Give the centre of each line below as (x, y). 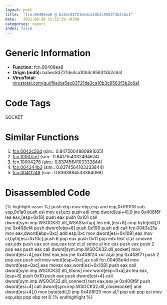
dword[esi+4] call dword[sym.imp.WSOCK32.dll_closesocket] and (73, 286)
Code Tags (28, 103)
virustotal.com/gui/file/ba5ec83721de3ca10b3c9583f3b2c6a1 (76, 83)
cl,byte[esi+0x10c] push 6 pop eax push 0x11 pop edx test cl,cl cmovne (79, 238)
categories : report (25, 24)
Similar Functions (42, 137)
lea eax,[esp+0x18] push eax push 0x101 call (51, 217)
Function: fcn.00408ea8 (38, 67)
